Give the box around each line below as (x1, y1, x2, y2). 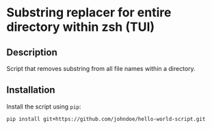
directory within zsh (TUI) (6, 19, 155, 35)
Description (6, 46, 57, 58)
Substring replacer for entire (6, 5, 172, 20)
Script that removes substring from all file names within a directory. (6, 65, 196, 72)
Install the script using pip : (6, 102, 81, 111)
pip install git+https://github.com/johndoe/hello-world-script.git (6, 115, 206, 122)
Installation (6, 84, 55, 96)
